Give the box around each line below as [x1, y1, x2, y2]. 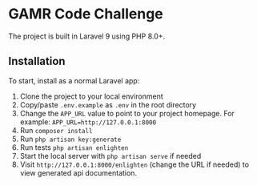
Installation [8, 55, 66, 68]
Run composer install [19, 125, 93, 135]
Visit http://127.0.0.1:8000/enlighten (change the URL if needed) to [19, 160, 250, 169]
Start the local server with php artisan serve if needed [19, 151, 202, 160]
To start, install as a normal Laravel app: [8, 75, 140, 85]
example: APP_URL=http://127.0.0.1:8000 [19, 117, 157, 127]
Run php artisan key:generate [19, 134, 122, 144]
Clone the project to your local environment [19, 91, 164, 101]
